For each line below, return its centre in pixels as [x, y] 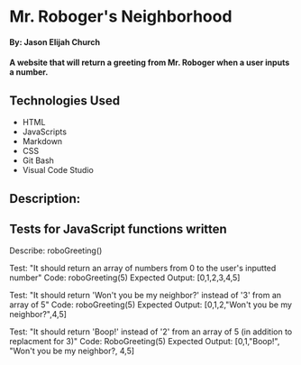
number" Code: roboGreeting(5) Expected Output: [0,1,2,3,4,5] [125, 278]
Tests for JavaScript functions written [118, 228]
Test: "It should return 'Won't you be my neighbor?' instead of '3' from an [146, 296]
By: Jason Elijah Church [55, 41]
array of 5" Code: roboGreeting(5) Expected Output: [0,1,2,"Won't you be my [151, 305]
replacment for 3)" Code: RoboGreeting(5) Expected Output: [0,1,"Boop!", [145, 342]
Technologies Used [64, 100]
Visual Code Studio [58, 170]
